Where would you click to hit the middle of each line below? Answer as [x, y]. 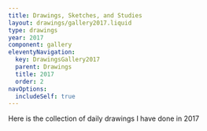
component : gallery [40, 45]
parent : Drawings [44, 67]
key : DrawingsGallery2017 [58, 60]
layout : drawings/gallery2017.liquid [70, 23]
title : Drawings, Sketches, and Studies [76, 15]
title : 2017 [35, 74]
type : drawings [33, 30]
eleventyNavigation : [42, 52]
